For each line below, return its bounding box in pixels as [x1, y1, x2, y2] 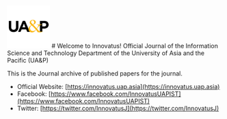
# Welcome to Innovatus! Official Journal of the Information [51, 42, 219, 50]
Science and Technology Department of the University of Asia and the [7, 49, 205, 57]
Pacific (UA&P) [7, 56, 49, 64]
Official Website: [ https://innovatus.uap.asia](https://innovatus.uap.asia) [16, 83, 220, 90]
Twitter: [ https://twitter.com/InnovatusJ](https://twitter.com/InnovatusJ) [16, 104, 219, 112]
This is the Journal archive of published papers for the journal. [7, 69, 183, 78]
